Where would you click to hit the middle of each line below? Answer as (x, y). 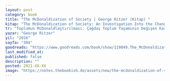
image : (12, 71)
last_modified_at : (25, 52)
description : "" (22, 61)
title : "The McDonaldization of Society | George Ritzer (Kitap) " (78, 19)
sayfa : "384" (19, 43)
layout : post (19, 10)
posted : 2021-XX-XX (26, 66)
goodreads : (17, 47)
